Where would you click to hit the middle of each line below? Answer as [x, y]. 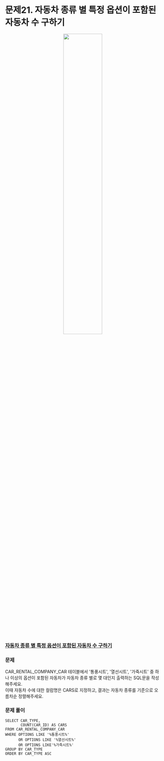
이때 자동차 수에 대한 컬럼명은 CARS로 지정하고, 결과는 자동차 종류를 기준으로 [79, 690]
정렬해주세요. [31, 696]
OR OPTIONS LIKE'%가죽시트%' [46, 745]
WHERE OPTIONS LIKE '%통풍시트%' [37, 735]
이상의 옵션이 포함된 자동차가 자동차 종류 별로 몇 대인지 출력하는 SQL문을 [80, 678]
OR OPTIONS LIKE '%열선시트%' [47, 740]
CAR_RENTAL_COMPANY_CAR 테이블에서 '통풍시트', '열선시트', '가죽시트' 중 [80, 672]
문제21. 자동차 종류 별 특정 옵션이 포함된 [81, 10]
